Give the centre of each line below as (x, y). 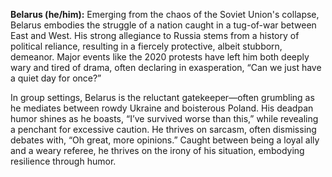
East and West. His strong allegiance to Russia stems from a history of (155, 35)
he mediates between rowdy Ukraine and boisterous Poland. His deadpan (162, 108)
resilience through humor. (63, 161)
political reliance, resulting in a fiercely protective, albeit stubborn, (146, 46)
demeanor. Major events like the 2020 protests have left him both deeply (160, 57)
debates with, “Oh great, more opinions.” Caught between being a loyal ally (165, 140)
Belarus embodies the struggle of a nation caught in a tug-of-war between (163, 25)
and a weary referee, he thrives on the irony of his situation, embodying (157, 150)
